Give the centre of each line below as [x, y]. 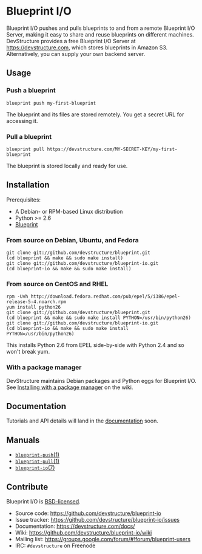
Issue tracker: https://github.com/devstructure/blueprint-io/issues [97, 520]
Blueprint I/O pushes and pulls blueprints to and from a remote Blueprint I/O [101, 28]
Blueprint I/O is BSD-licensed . [43, 502]
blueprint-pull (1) [37, 461]
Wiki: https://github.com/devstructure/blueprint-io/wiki [83, 533]
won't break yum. [28, 352]
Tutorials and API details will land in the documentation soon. [82, 421]
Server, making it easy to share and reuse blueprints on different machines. [100, 34]
